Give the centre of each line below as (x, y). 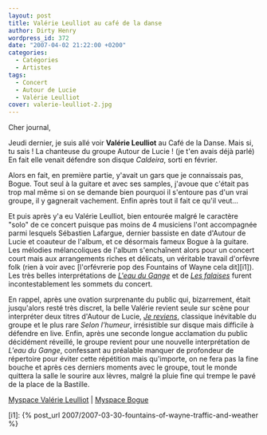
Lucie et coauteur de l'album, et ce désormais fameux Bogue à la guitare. (128, 242)
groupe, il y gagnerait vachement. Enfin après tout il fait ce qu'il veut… (124, 201)
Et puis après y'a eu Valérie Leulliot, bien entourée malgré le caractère (124, 216)
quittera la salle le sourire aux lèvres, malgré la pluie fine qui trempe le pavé (132, 376)
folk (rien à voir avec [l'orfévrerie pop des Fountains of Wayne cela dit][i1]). (131, 267)
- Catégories (37, 61)
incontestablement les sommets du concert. (80, 284)
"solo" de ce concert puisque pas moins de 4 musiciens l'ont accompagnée (133, 225)
